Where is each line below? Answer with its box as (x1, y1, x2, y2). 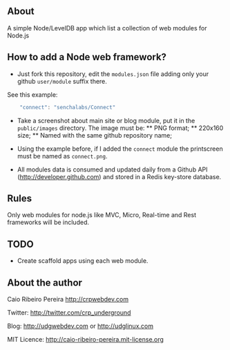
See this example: (7, 90, 58, 99)
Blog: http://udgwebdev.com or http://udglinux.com (7, 322, 154, 330)
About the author (7, 277, 83, 288)
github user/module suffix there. (17, 77, 107, 85)
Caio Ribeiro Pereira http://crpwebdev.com (7, 295, 129, 303)
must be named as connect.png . (17, 151, 108, 160)
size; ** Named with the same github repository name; (17, 131, 173, 139)
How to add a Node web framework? (7, 51, 167, 63)
